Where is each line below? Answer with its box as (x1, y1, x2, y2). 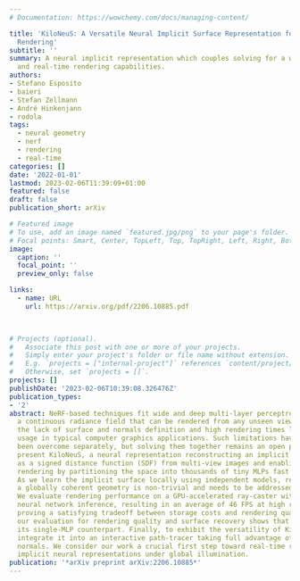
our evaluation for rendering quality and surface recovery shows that (17, 517, 290, 526)
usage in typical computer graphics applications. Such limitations (17, 434, 278, 443)
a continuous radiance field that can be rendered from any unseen (17, 417, 274, 427)
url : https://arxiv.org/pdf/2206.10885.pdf (25, 302, 190, 311)
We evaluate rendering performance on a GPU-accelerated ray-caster (17, 492, 278, 501)
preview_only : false (17, 270, 94, 278)
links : (9, 286, 34, 295)
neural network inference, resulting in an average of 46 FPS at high (17, 501, 286, 510)
